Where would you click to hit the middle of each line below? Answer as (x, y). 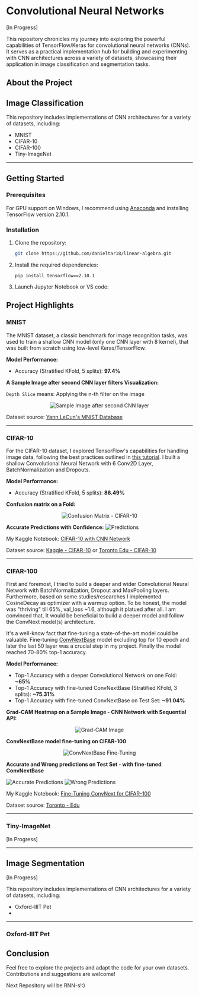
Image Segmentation (45, 863)
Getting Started (35, 178)
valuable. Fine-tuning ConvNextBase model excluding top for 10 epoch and (98, 640)
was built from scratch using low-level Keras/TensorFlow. (76, 348)
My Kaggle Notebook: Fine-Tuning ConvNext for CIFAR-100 (78, 794)
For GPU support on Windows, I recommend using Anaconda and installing (97, 208)
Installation (23, 230)
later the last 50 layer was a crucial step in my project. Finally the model (94, 646)
